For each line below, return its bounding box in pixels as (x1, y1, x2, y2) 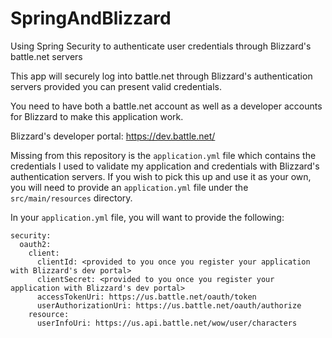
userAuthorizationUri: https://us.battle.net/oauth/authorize (36, 300, 302, 311)
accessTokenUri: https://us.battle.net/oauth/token (36, 292, 257, 302)
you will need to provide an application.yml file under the (10, 181, 249, 193)
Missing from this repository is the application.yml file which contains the (10, 149, 317, 161)
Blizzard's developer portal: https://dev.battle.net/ (10, 130, 216, 142)
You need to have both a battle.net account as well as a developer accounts (10, 100, 323, 112)
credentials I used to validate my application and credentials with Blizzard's (10, 160, 320, 172)
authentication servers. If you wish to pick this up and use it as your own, (10, 170, 312, 182)
